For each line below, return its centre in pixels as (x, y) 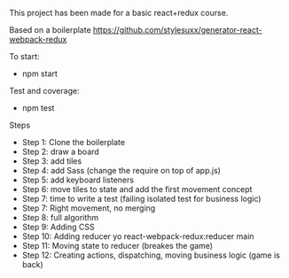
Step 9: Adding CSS (58, 227)
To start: (24, 56)
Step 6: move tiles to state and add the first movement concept (137, 189)
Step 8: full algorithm (60, 217)
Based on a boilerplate (50, 30)
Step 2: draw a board (60, 151)
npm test (38, 108)
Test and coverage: (44, 91)
